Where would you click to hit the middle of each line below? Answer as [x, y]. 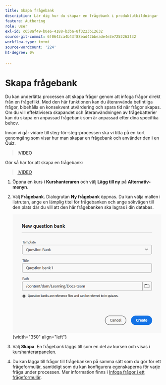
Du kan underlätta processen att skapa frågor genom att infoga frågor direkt [83, 96]
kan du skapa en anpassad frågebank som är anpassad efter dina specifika [82, 118]
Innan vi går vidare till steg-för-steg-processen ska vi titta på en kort [75, 133]
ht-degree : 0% [20, 52]
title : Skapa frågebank [30, 10]
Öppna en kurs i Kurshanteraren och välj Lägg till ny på [70, 182]
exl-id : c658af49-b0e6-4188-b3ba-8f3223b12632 [54, 32]
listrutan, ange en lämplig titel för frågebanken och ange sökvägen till [83, 202]
